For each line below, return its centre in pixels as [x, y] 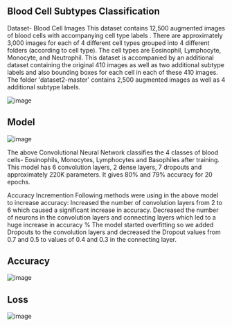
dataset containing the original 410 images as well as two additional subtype [116, 64]
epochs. [19, 182]
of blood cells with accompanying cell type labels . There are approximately [115, 35]
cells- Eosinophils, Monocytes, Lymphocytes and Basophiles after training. [114, 159]
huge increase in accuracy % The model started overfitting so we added [110, 224]
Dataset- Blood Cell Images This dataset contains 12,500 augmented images [116, 28]
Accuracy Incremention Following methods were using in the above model [113, 195]
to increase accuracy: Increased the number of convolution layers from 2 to [115, 202]
